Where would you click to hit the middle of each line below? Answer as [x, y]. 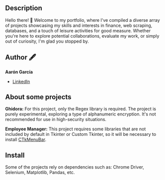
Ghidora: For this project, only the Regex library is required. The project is [81, 109]
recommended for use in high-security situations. [56, 120]
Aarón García [19, 72]
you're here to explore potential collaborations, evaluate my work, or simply [82, 36]
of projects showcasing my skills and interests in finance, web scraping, [79, 25]
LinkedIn [21, 81]
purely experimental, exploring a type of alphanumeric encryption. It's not [81, 114]
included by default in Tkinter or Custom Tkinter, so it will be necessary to [81, 134]
